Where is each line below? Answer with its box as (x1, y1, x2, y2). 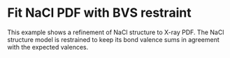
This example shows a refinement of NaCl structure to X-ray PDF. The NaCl (7, 28, 224, 36)
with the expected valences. (7, 43, 89, 51)
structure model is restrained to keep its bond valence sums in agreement (7, 35, 220, 43)
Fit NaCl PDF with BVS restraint (7, 5, 192, 21)
